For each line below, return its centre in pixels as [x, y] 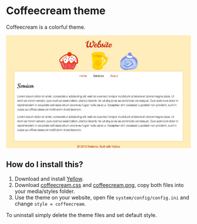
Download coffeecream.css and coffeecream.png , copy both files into [99, 185]
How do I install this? [45, 164]
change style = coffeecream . [50, 203]
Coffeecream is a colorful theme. [46, 27]
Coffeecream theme [56, 11]
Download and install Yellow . [49, 179]
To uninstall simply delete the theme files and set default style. [81, 215]
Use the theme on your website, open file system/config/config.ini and [102, 197]
